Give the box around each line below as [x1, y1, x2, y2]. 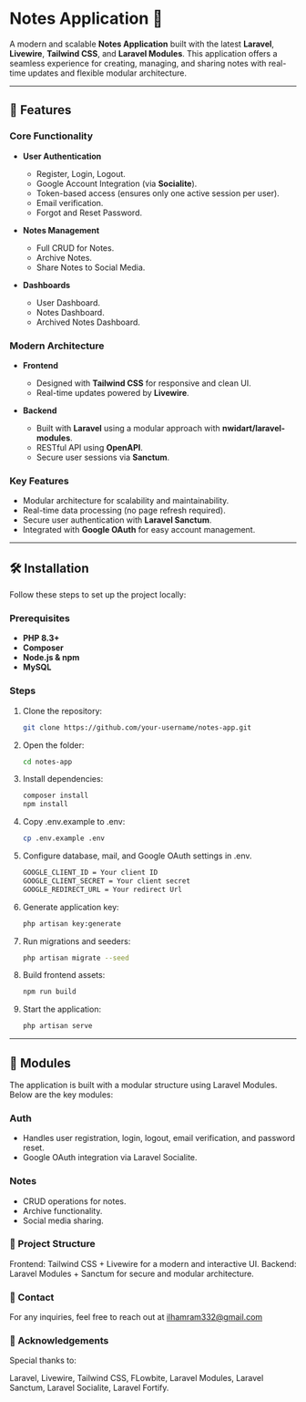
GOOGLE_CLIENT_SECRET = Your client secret [22, 876, 191, 886]
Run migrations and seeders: [22, 935, 131, 947]
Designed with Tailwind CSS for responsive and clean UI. [36, 378, 252, 389]
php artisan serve [22, 1022, 93, 1031]
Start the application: [22, 1003, 102, 1015]
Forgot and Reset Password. [36, 207, 143, 218]
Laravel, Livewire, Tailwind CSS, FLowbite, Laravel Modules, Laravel [9, 1373, 264, 1384]
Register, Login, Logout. [36, 168, 126, 179]
